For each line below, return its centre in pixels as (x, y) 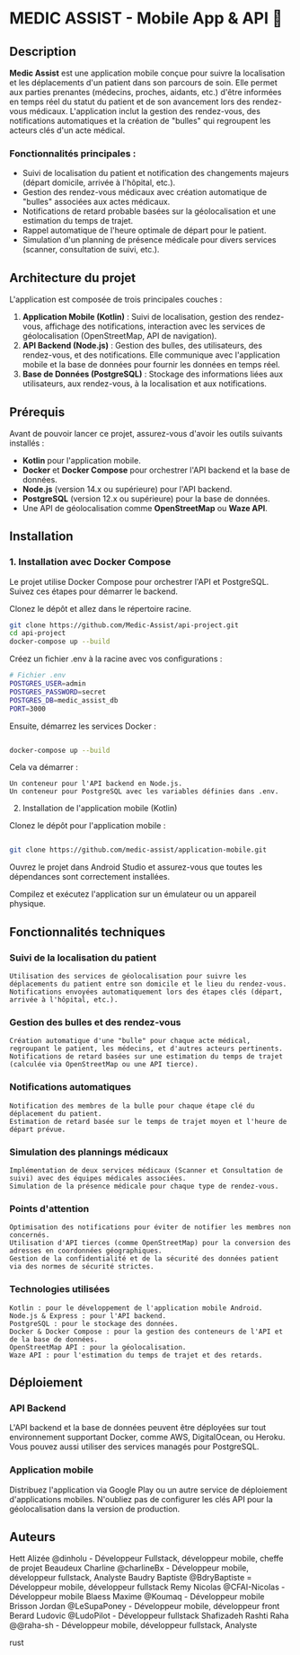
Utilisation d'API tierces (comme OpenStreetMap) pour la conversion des (150, 1243)
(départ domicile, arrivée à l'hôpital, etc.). (99, 182)
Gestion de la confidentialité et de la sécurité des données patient (144, 1259)
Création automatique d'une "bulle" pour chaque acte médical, (130, 1041)
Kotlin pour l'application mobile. (81, 460)
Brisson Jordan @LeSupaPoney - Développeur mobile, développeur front (145, 1606)
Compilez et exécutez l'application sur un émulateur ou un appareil (133, 894)
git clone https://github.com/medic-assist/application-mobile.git (138, 850)
